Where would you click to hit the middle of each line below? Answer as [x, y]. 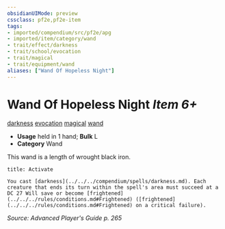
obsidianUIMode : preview [42, 13]
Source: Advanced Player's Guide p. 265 [64, 218]
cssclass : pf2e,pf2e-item [44, 20]
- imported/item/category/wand [52, 39]
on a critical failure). [171, 206]
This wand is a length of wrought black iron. [69, 157]
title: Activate [30, 170]
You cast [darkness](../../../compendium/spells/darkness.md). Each [107, 182]
